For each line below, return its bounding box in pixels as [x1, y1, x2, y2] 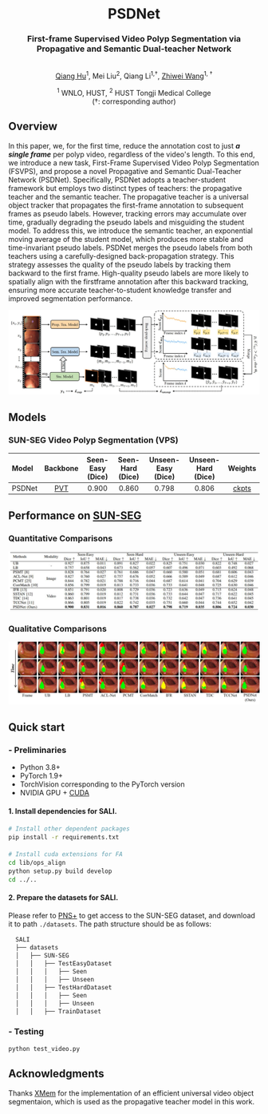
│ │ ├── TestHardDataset [15, 983, 112, 991]
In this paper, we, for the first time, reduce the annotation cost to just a [8, 141, 241, 150]
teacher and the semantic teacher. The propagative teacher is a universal [8, 192, 249, 201]
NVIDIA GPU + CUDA [19, 788, 90, 798]
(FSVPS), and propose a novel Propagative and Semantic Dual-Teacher [8, 166, 242, 176]
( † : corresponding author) [91, 97, 177, 106]
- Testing [8, 1025, 45, 1037]
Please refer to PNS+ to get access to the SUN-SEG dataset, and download [8, 910, 255, 920]
